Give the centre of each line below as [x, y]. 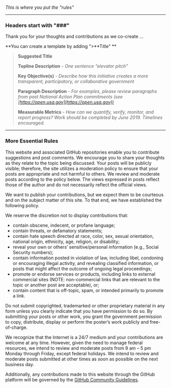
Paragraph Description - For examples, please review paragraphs [87, 91]
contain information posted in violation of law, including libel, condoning [88, 258]
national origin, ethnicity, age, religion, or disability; [66, 241]
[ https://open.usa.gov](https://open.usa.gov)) [66, 102]
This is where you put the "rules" [40, 7]
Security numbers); [33, 252]
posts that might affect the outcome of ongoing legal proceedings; [82, 269]
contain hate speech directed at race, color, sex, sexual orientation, [83, 236]
